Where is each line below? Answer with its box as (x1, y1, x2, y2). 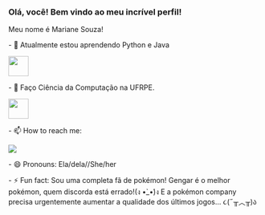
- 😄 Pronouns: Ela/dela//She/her (8, 160, 116, 169)
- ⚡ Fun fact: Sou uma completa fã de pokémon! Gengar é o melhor (8, 176, 230, 185)
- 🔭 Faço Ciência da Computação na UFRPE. (8, 83, 155, 92)
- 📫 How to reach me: (8, 126, 82, 136)
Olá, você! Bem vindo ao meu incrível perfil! (8, 6, 182, 18)
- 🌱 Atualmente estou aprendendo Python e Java (8, 40, 170, 50)
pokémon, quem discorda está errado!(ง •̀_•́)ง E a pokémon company (8, 187, 237, 197)
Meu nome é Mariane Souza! (8, 25, 104, 34)
